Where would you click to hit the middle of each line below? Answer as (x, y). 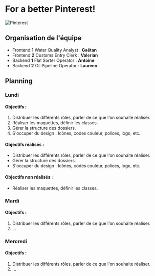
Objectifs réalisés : (24, 144)
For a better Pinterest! (50, 9)
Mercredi (16, 241)
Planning (19, 81)
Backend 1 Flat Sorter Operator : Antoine (53, 60)
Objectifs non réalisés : (29, 177)
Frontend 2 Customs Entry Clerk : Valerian (55, 55)
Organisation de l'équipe (44, 38)
